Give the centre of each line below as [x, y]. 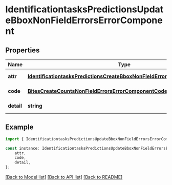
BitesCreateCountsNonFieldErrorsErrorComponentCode [98, 91]
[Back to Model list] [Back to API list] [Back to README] [64, 177]
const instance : [23, 148]
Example [19, 127]
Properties [23, 50]
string [35, 106]
